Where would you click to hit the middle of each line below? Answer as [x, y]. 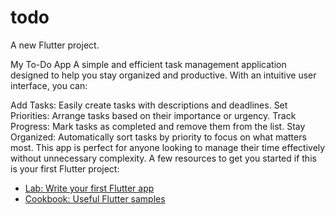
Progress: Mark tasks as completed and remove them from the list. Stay [158, 126]
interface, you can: [49, 85]
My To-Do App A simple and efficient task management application [148, 64]
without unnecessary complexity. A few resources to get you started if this [163, 158]
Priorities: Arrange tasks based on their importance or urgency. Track [153, 115]
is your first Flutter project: [65, 168]
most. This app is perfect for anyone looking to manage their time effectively [168, 147]
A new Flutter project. [55, 45]
